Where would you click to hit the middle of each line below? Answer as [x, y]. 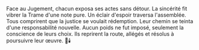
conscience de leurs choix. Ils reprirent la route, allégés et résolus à [90, 34]
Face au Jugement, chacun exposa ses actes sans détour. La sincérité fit [97, 9]
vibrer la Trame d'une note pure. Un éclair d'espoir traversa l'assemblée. [96, 15]
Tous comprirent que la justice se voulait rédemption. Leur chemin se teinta [100, 21]
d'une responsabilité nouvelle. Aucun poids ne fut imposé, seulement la [95, 27]
